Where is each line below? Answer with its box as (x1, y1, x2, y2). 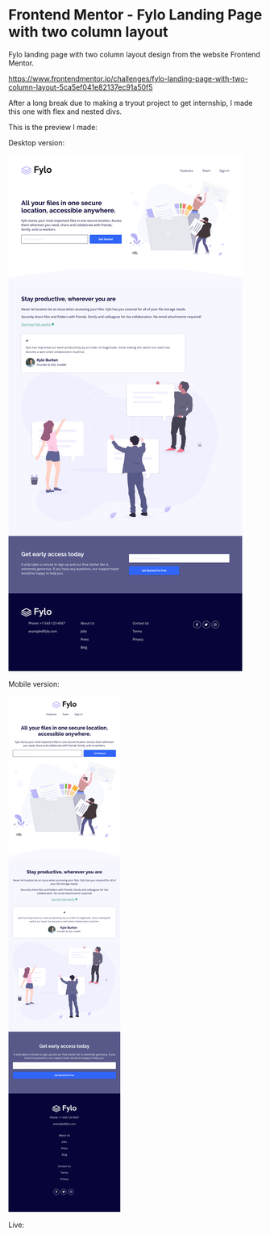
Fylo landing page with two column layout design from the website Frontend (8, 49, 260, 59)
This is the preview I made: (8, 122, 98, 132)
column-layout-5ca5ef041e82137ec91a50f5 (8, 82, 153, 92)
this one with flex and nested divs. (8, 107, 123, 116)
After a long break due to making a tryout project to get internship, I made (8, 98, 253, 107)
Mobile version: (8, 679, 60, 688)
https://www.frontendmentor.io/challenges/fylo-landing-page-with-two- (8, 74, 248, 83)
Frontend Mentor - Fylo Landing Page (8, 6, 263, 24)
